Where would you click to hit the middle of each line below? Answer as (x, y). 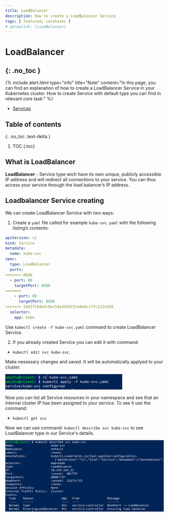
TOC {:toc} (24, 146)
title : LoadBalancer (27, 11)
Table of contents (33, 124)
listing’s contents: (31, 228)
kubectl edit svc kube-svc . (41, 352)
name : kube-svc (26, 254)
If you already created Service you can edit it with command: (76, 342)
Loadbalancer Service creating (55, 201)
